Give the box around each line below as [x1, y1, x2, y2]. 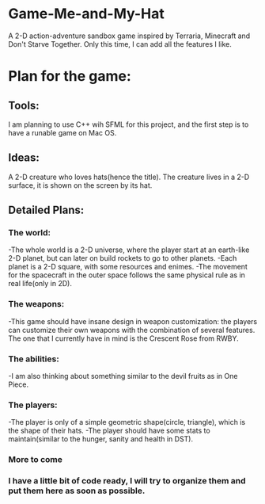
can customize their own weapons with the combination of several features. [8, 325, 256, 334]
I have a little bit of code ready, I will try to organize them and [8, 475, 247, 487]
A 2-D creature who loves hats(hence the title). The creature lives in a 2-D [8, 172, 250, 181]
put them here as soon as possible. [8, 485, 146, 496]
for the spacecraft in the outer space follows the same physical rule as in [8, 270, 245, 280]
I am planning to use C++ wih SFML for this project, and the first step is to [8, 120, 249, 129]
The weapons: [8, 299, 65, 310]
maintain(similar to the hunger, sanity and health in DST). [8, 434, 194, 444]
